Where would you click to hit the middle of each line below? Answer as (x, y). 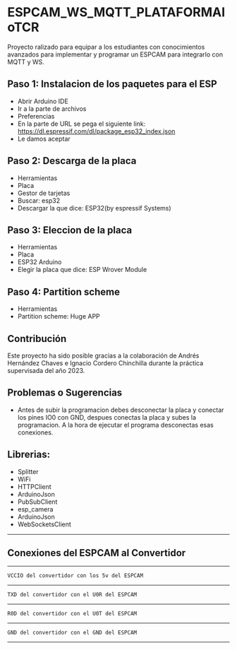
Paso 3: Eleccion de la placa (70, 230)
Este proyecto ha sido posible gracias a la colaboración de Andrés (103, 355)
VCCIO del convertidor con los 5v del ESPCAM (75, 576)
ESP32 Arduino (39, 262)
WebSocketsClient (44, 524)
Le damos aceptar (44, 138)
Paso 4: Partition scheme (63, 291)
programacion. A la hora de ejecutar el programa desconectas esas (115, 425)
